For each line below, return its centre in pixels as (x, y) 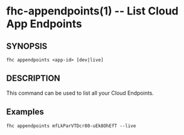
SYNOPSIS (27, 46)
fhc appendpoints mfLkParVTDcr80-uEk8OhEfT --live (71, 126)
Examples (25, 112)
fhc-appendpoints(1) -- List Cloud (93, 11)
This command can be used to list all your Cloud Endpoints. (80, 93)
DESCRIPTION (33, 79)
